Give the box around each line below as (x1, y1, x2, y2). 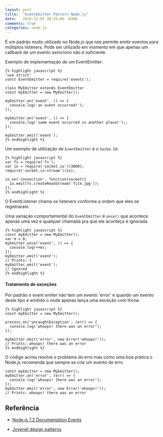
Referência (5, 404, 39, 412)
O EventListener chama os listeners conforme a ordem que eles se (5, 199, 140, 204)
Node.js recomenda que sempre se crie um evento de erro (5, 359, 123, 365)
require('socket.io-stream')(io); (5, 168, 76, 174)
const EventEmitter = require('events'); (5, 77, 91, 82)
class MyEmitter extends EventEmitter (5, 86, 84, 91)
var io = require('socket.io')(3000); (5, 164, 84, 169)
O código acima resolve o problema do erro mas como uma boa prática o (5, 354, 153, 360)
